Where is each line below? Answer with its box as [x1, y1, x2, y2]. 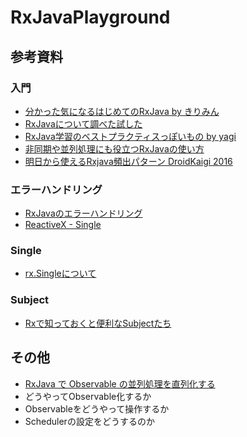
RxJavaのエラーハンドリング [24, 207, 143, 220]
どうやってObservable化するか [24, 390, 152, 402]
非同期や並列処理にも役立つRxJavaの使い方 [24, 142, 205, 155]
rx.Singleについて [24, 267, 97, 280]
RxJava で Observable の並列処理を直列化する [24, 377, 216, 390]
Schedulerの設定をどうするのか [24, 415, 155, 427]
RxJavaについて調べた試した [24, 117, 143, 130]
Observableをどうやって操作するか [24, 402, 170, 415]
